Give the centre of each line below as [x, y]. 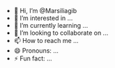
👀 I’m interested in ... [43, 18]
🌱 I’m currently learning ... [51, 25]
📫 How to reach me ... [46, 41]
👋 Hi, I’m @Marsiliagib [45, 11]
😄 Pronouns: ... [36, 51]
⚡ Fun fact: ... [33, 58]
